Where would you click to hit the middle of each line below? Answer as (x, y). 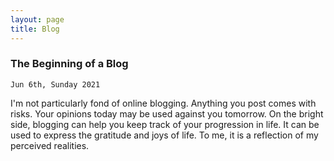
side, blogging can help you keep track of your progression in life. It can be (165, 124)
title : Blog (35, 29)
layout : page (37, 19)
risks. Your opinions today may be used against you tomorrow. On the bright (167, 113)
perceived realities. (50, 145)
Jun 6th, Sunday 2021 (55, 84)
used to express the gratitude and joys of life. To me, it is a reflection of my (164, 135)
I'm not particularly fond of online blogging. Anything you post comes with (163, 103)
